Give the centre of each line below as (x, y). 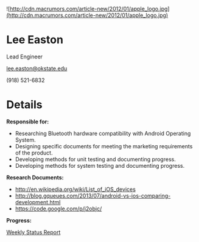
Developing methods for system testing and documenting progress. (100, 165)
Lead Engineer (25, 57)
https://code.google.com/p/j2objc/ (58, 209)
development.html (38, 202)
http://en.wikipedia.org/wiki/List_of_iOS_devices (75, 189)
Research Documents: (35, 177)
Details (24, 105)
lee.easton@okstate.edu (37, 68)
